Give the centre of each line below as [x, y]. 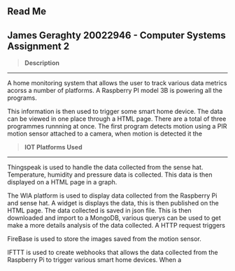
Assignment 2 [38, 46]
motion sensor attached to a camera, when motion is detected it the [105, 134]
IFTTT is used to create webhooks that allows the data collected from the [113, 252]
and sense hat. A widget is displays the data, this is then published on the [113, 203]
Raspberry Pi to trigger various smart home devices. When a [94, 260]
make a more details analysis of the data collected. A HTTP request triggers [116, 226]
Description [42, 63]
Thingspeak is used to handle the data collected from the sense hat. [105, 168]
